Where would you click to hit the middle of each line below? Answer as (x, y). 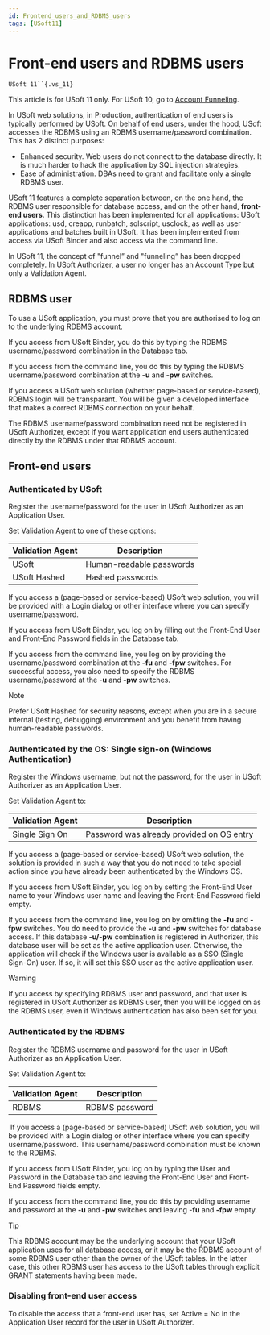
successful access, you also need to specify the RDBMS (102, 671)
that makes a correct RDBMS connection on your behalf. (101, 408)
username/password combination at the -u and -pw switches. (111, 375)
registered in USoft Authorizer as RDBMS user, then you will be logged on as (135, 1002)
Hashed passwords (122, 577)
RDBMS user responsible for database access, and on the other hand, (124, 206)
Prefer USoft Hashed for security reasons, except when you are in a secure (133, 711)
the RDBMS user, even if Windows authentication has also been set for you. (133, 1011)
